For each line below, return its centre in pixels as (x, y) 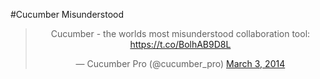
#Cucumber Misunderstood (67, 14)
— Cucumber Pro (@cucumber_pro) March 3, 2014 (180, 63)
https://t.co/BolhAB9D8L (180, 44)
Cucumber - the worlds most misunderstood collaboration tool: (180, 33)
